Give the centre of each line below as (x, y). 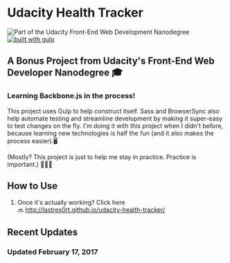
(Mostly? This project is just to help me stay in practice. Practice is (102, 156)
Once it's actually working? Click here (71, 203)
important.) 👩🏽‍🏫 (30, 164)
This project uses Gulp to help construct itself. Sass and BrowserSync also (113, 111)
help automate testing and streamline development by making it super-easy (115, 118)
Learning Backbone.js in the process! (71, 96)
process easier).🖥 (32, 140)
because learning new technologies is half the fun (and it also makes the (110, 133)
